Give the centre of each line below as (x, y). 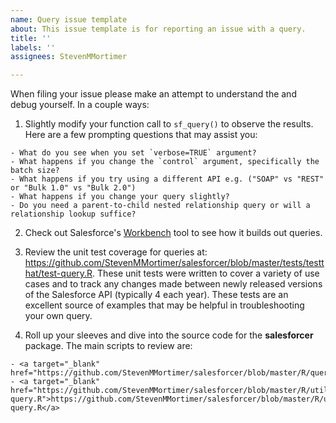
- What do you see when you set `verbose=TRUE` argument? (133, 153)
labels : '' (33, 47)
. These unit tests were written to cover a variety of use (206, 273)
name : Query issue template (69, 19)
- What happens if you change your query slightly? (120, 197)
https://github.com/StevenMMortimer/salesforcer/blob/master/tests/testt (174, 263)
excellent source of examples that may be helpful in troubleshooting (164, 305)
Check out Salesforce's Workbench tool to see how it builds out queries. (173, 233)
